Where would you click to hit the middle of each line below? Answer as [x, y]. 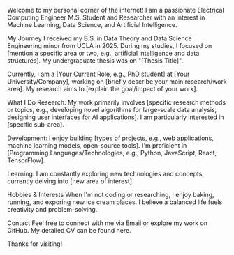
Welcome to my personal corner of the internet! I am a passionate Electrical [116, 10]
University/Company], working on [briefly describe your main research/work [117, 82]
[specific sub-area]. [36, 124]
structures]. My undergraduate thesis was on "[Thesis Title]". [95, 61]
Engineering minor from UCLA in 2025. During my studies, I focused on [110, 46]
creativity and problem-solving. [52, 209]
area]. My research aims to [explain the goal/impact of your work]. [103, 89]
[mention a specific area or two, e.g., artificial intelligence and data [103, 53]
